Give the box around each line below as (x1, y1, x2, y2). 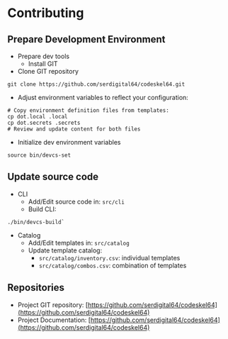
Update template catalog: (28, 246, 103, 255)
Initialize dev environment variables (17, 138, 121, 146)
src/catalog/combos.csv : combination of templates (38, 261, 187, 269)
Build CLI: (28, 204, 57, 213)
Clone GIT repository (17, 67, 79, 75)
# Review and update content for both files (7, 126, 141, 133)
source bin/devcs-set (7, 152, 72, 159)
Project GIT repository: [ (17, 300, 89, 309)
